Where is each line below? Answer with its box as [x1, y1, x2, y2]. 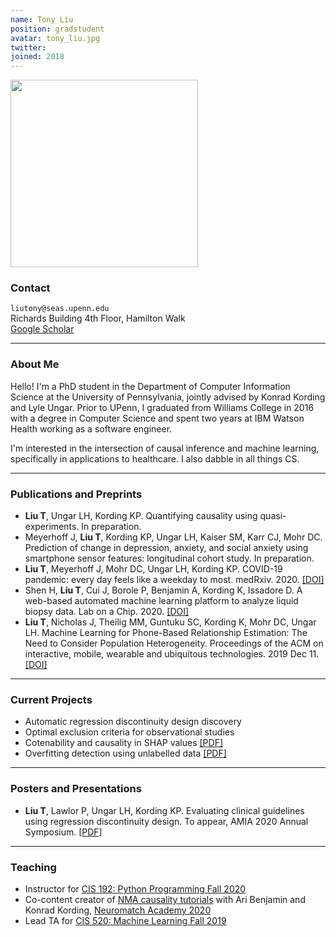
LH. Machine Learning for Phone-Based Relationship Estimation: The [24, 627, 308, 639]
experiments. [24, 521, 80, 533]
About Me [10, 357, 60, 371]
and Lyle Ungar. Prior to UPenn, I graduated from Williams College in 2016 [10, 401, 315, 413]
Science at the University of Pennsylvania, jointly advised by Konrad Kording [10, 391, 326, 403]
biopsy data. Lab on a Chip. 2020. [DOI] [24, 606, 190, 618]
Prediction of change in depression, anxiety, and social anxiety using [24, 542, 309, 554]
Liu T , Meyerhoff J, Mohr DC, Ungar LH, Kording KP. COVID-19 [24, 563, 283, 575]
